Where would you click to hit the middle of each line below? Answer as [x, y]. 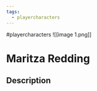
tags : [13, 12]
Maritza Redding [48, 58]
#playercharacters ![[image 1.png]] [49, 34]
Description [28, 81]
